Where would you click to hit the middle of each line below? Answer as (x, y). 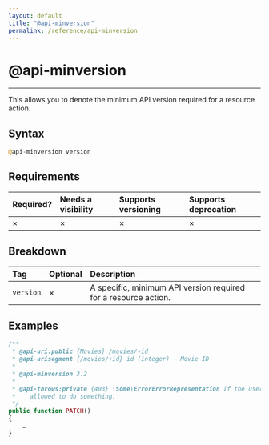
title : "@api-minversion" (51, 23)
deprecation (213, 209)
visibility (76, 209)
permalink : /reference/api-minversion (73, 30)
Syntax (26, 133)
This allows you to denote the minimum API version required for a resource (132, 100)
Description (113, 274)
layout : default (35, 16)
